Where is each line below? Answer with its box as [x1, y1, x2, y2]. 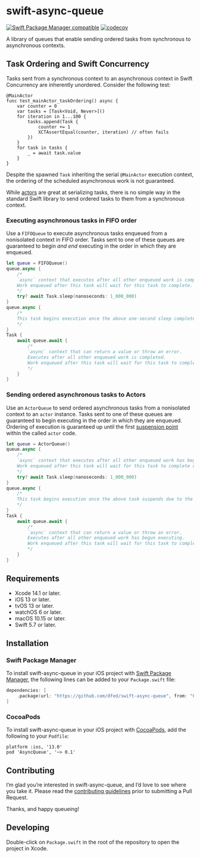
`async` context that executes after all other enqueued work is [17, 277, 183, 283]
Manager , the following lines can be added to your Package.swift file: [6, 676, 176, 683]
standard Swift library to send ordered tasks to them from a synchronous [6, 195, 185, 202]
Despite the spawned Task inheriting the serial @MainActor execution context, [6, 171, 194, 178]
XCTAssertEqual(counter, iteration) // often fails [37, 129, 169, 135]
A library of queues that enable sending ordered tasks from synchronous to [6, 35, 191, 42]
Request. [6, 794, 28, 801]
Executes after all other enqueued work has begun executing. [27, 535, 185, 541]
